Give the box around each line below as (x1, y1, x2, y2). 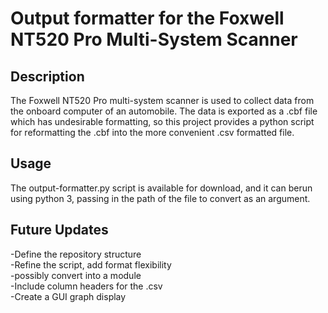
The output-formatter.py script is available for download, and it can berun (10, 182, 313, 194)
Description (10, 68, 85, 85)
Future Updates (10, 222, 109, 239)
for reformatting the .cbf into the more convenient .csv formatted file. (10, 127, 295, 138)
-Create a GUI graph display (10, 290, 127, 302)
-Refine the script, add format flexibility (10, 258, 172, 271)
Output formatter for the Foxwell (10, 7, 285, 30)
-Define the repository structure (10, 248, 142, 260)
